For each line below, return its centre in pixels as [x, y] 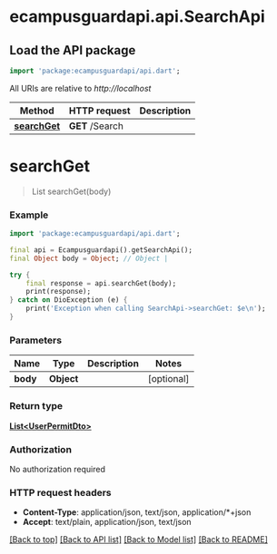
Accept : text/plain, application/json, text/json [107, 522]
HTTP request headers [60, 492]
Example [29, 215]
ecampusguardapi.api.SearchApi [137, 17]
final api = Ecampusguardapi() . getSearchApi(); [101, 250]
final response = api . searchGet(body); [101, 283]
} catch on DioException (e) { [69, 300]
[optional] [168, 379]
